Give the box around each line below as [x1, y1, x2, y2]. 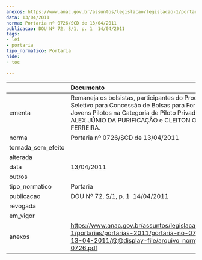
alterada [9, 153, 33, 162]
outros [9, 172, 28, 181]
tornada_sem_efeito [9, 144, 65, 152]
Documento [70, 83, 105, 92]
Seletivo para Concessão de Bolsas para [70, 101, 185, 110]
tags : [6, 31, 20, 37]
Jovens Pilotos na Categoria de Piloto [70, 109, 176, 117]
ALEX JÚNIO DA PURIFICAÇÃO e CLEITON [70, 116, 191, 125]
